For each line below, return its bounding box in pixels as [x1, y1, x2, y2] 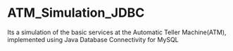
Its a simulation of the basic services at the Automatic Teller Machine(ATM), [7, 28, 227, 36]
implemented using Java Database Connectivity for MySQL [7, 35, 179, 43]
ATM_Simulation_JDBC [7, 5, 145, 21]
